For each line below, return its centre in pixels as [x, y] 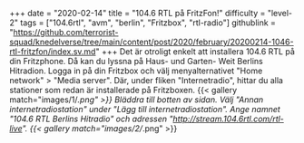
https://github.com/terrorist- [66, 32]
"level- [280, 13]
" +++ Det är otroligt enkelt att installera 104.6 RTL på [195, 52]
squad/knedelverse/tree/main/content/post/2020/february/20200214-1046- [152, 42]
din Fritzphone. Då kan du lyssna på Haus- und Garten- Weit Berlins [136, 61]
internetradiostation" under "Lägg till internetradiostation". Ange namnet [145, 109]
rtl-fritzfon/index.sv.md [53, 52]
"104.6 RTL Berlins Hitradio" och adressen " [92, 119]
